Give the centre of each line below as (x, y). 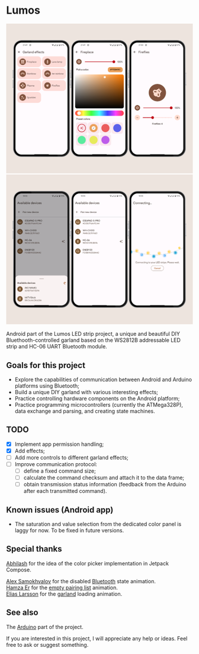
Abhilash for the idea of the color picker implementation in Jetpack (87, 563)
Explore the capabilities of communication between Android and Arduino (103, 379)
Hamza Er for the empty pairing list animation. (62, 587)
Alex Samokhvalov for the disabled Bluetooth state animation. (81, 581)
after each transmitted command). (65, 491)
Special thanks (34, 549)
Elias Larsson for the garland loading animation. (64, 594)
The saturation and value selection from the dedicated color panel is (98, 524)
